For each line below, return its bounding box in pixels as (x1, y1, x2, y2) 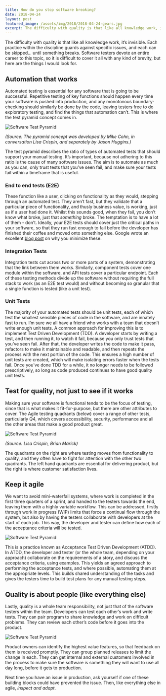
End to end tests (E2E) (5, 182, 59, 189)
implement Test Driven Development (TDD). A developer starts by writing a (5, 330, 158, 336)
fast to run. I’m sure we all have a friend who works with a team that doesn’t (5, 320, 160, 326)
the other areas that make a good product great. (5, 421, 103, 427)
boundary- (132, 98, 155, 104)
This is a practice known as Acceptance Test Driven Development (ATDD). (5, 544, 157, 550)
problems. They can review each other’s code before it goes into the (5, 619, 144, 626)
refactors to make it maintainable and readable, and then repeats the (5, 346, 145, 352)
